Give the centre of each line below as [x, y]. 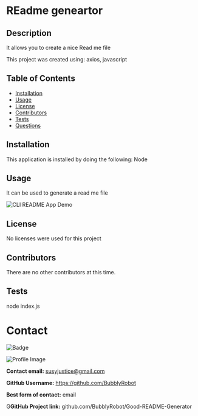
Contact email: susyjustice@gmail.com [56, 371]
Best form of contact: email [41, 394]
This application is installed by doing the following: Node [77, 159]
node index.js [23, 306]
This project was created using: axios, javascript [67, 59]
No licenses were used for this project [54, 238]
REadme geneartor [55, 11]
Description [29, 33]
